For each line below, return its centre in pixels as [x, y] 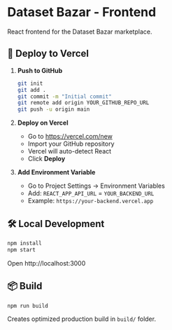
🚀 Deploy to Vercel [48, 54]
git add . [32, 90]
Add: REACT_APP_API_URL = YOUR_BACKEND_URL [91, 193]
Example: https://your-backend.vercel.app [91, 201]
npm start [22, 249]
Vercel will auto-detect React [70, 151]
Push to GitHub [40, 70]
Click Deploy [46, 159]
